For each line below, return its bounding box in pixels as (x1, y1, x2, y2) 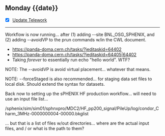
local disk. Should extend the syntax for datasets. (5, 81, 105, 87)
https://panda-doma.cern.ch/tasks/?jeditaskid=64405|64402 (12, 51, 137, 57)
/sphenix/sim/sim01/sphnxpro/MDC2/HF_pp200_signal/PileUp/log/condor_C (5, 105, 159, 111)
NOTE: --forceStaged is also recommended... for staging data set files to (5, 76, 152, 82)
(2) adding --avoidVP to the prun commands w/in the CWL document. (5, 36, 146, 42)
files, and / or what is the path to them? (5, 125, 84, 131)
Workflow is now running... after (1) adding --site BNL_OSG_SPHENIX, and (5, 32, 155, 37)
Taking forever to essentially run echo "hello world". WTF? (12, 57, 130, 63)
